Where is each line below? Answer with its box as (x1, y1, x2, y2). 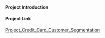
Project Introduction (5, 4, 49, 10)
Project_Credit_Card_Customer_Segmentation (5, 27, 100, 33)
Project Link (5, 16, 31, 22)
